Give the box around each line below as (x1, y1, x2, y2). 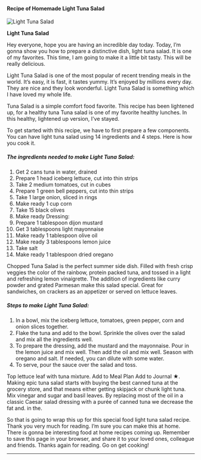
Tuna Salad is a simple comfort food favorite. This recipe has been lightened (7, 102, 194, 110)
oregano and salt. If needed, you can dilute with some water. (15, 355, 165, 362)
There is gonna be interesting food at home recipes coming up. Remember (7, 429, 190, 436)
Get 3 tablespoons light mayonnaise (15, 226, 104, 233)
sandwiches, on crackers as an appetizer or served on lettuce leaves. (7, 288, 178, 296)
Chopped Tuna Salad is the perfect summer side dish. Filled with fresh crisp (7, 263, 193, 270)
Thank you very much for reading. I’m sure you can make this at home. (7, 422, 181, 430)
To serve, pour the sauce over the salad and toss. (15, 361, 138, 368)
